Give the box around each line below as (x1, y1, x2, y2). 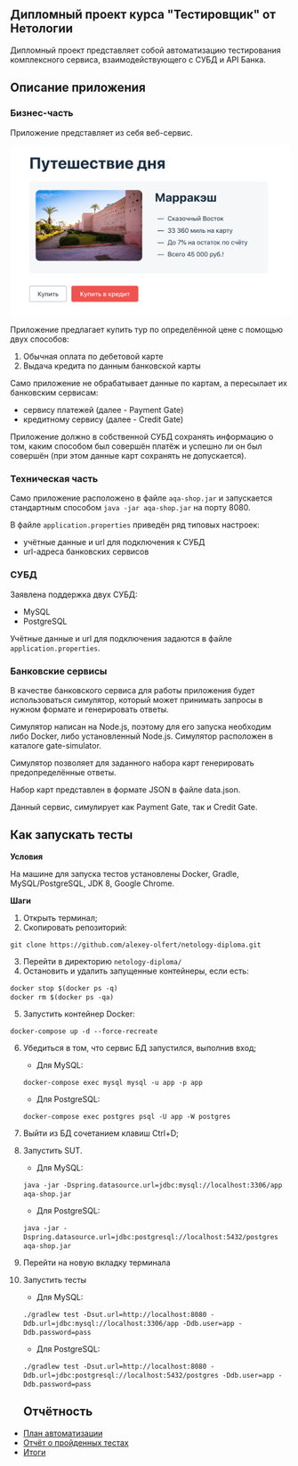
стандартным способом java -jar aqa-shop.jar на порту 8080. (10, 502, 251, 513)
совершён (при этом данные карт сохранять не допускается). (10, 451, 247, 461)
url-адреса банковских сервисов (22, 546, 149, 557)
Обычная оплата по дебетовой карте (22, 352, 164, 362)
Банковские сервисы (10, 665, 108, 677)
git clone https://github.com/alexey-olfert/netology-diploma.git (10, 940, 262, 949)
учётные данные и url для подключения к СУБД (22, 537, 205, 548)
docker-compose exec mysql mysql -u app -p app (22, 1078, 203, 1087)
